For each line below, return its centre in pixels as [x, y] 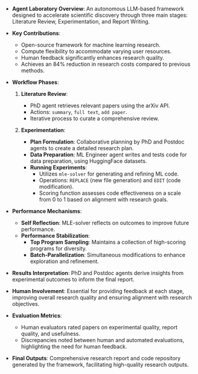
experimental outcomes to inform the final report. [73, 279]
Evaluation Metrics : [37, 315]
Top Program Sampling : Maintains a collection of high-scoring [108, 242]
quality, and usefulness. [50, 334]
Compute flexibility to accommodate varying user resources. [96, 51]
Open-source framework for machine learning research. [91, 45]
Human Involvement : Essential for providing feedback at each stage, [98, 291]
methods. [33, 71]
